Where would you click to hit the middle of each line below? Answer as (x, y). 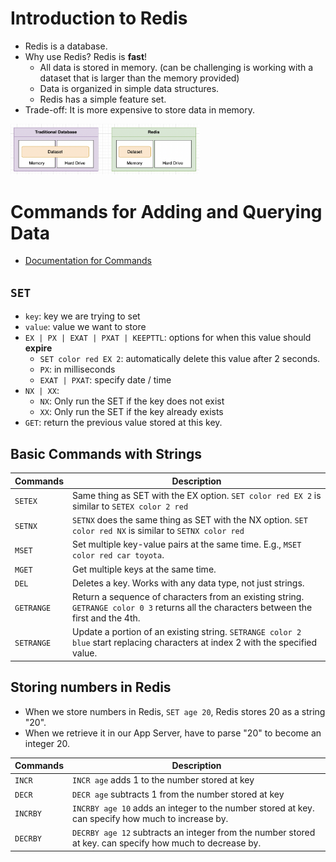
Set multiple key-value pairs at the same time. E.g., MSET (187, 544)
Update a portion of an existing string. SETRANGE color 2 (187, 632)
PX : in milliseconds (77, 369)
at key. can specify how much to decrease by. (167, 843)
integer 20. (47, 743)
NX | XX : (42, 391)
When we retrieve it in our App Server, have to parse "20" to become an (173, 733)
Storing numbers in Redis (91, 687)
